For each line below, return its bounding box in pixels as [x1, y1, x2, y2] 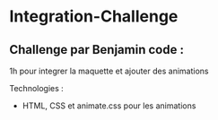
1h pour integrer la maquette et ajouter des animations [9, 65, 209, 76]
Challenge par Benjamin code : [9, 42, 184, 57]
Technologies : [9, 83, 65, 93]
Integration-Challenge [9, 6, 179, 27]
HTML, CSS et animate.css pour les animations [22, 100, 196, 111]
